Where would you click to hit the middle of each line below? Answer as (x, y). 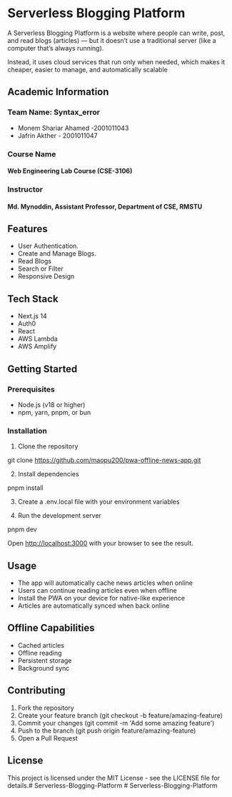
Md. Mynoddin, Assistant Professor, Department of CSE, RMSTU (105, 206)
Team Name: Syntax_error (54, 112)
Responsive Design (46, 276)
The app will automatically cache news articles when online (105, 583)
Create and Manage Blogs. (57, 254)
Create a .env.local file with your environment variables (99, 502)
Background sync (44, 668)
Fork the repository (46, 708)
